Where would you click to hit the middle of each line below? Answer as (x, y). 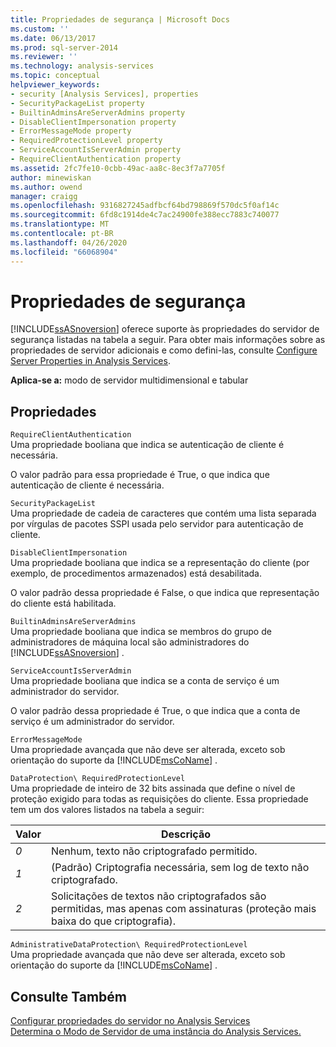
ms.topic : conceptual (55, 76)
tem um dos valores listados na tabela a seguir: (107, 810)
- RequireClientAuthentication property (96, 159)
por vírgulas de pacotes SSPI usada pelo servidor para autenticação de (157, 524)
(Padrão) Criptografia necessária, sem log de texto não (180, 868)
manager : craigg (44, 196)
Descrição (185, 834)
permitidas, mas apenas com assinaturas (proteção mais (183, 909)
